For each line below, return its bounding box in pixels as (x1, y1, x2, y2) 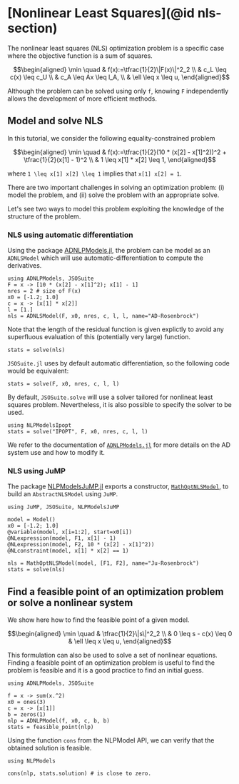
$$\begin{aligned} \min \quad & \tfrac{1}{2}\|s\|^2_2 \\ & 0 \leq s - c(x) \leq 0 (7, 630, 233, 638)
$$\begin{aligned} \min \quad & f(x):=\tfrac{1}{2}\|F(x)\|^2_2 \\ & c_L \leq (13, 65, 227, 74)
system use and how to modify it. (7, 448, 106, 457)
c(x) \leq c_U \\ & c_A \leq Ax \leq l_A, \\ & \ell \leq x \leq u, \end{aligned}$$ (9, 73, 230, 81)
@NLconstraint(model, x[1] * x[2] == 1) (7, 548, 130, 555)
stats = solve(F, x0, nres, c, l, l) (7, 381, 120, 388)
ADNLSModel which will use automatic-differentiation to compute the (7, 253, 203, 262)
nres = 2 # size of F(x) (7, 288, 81, 295)
